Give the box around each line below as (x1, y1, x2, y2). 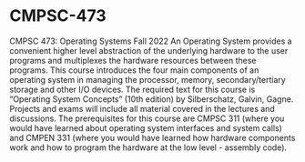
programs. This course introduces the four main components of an (9, 65, 259, 76)
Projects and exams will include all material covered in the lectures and (9, 103, 275, 114)
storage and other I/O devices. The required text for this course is (9, 84, 256, 95)
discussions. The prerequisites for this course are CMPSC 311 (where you (9, 113, 285, 124)
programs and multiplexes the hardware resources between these (9, 55, 257, 66)
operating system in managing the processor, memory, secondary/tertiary (9, 74, 287, 85)
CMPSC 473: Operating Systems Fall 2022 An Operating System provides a (9, 35, 293, 46)
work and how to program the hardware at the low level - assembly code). (9, 142, 288, 153)
